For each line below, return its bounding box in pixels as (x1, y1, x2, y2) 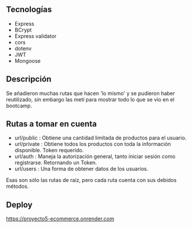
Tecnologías (6, 5, 52, 15)
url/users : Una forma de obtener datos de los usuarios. (14, 166, 149, 173)
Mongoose (14, 57, 41, 64)
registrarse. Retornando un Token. (14, 159, 98, 166)
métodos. (6, 183, 29, 190)
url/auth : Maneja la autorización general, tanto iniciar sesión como (14, 153, 176, 160)
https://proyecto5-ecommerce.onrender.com (6, 215, 115, 222)
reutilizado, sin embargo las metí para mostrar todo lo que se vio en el (6, 96, 174, 103)
